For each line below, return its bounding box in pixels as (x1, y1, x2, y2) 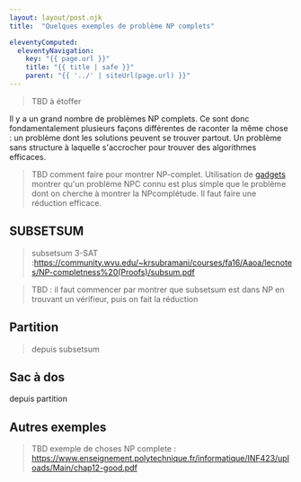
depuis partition (9, 393, 67, 405)
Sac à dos (9, 370, 66, 385)
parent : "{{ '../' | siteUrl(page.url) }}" (25, 71, 191, 81)
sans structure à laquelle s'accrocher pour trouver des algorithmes (9, 141, 257, 153)
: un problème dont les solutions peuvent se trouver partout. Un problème (9, 132, 282, 143)
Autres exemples (9, 419, 107, 434)
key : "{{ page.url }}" (25, 55, 111, 64)
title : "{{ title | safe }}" (25, 63, 135, 72)
